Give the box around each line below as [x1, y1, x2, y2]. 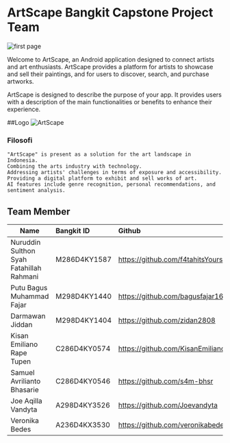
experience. [7, 105, 41, 113]
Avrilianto [10, 376, 41, 386]
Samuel [10, 368, 35, 378]
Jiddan [10, 320, 33, 330]
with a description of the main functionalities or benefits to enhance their [7, 97, 212, 106]
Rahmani [10, 272, 39, 282]
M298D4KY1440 [55, 291, 112, 301]
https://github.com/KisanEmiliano [118, 344, 226, 354]
